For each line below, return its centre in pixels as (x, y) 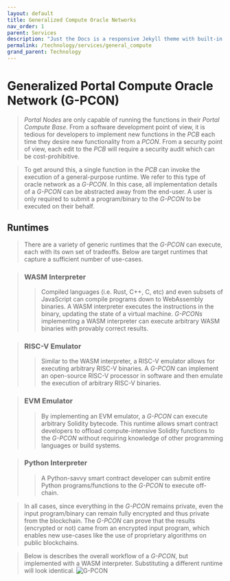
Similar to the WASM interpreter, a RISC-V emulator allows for (128, 361)
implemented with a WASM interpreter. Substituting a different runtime (123, 563)
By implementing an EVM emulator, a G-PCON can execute (124, 416)
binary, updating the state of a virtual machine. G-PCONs (122, 313)
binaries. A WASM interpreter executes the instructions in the (127, 306)
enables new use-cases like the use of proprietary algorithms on (115, 535)
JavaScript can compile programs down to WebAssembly (122, 299)
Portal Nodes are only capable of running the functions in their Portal (122, 119)
